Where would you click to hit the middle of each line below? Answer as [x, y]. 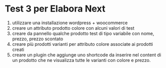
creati [18, 49]
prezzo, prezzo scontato [38, 39]
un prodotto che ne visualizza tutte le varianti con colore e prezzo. [81, 60]
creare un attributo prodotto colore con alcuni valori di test [73, 28]
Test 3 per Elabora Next [55, 9]
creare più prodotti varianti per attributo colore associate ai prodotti [82, 44]
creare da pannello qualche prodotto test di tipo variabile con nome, [83, 33]
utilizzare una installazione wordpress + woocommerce [70, 23]
